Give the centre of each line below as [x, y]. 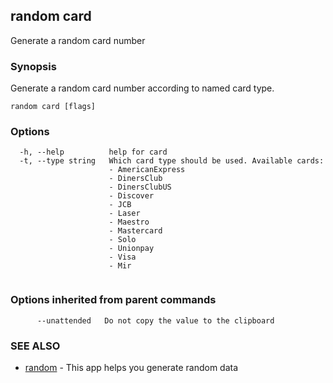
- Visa [122, 257]
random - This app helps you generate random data [131, 367]
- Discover [131, 196]
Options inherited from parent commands [113, 300]
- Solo [122, 240]
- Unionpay [131, 249]
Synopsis [33, 66]
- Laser [124, 214]
